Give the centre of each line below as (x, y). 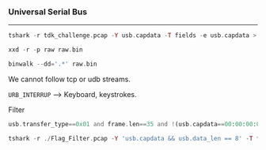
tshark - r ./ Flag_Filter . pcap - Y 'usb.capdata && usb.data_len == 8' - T (131, 138)
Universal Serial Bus (48, 12)
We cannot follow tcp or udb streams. (69, 79)
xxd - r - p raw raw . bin (46, 50)
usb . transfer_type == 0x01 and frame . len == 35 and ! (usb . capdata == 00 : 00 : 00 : (133, 124)
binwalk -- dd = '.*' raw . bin (53, 64)
